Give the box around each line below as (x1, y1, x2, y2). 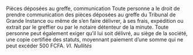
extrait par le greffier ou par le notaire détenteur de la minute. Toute (6, 23, 169, 30)
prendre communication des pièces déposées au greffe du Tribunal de (6, 11, 176, 18)
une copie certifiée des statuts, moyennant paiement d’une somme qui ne (6, 36, 184, 43)
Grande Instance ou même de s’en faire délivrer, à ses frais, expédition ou (6, 18, 184, 24)
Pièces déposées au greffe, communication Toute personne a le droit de (6, 5, 180, 12)
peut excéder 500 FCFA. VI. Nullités (6, 42, 92, 49)
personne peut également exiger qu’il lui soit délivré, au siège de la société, (6, 30, 188, 37)
